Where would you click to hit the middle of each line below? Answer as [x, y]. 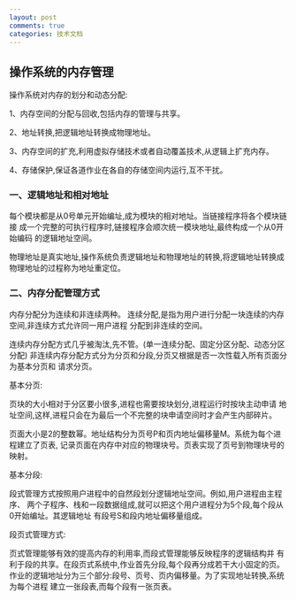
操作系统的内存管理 [61, 72]
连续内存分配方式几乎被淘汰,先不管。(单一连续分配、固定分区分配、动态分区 [147, 344]
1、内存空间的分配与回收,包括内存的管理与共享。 [97, 114]
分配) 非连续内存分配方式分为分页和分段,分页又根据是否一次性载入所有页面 [144, 355]
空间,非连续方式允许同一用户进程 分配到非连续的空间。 [108, 325]
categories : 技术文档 [46, 34]
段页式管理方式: [38, 534]
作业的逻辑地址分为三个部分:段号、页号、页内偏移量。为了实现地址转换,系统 [147, 575]
